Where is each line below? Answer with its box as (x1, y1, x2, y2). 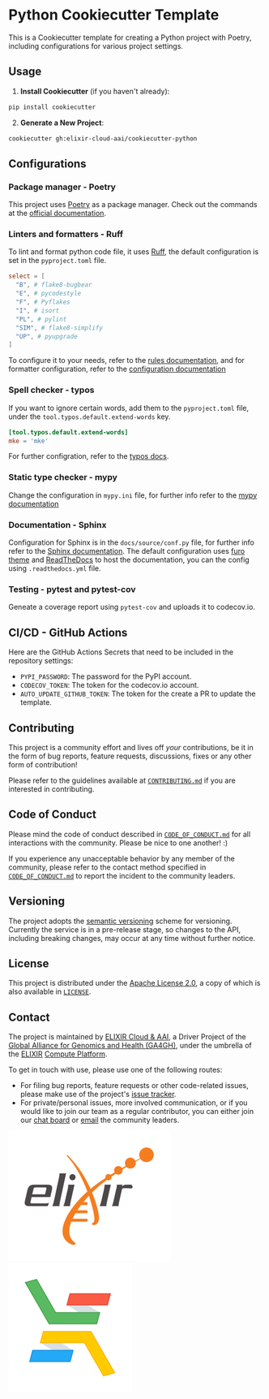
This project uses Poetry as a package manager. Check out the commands (8, 200, 258, 209)
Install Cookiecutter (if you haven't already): (19, 86, 170, 96)
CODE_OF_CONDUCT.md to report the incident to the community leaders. (8, 870, 236, 880)
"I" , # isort (15, 306, 60, 314)
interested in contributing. (8, 784, 95, 793)
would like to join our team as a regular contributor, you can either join (19, 1107, 254, 1116)
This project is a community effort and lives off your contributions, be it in (8, 742, 254, 752)
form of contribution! (8, 759, 78, 769)
